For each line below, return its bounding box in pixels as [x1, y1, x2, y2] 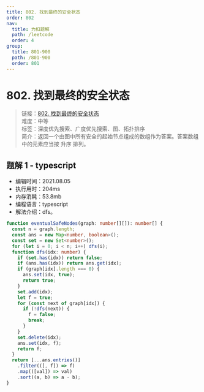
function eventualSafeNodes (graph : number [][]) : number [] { [6, 221, 164, 227]
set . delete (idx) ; [17, 334, 62, 341]
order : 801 [12, 60, 40, 66]
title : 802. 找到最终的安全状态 [6, 9, 81, 15]
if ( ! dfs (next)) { [22, 306, 70, 312]
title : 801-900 [12, 49, 51, 55]
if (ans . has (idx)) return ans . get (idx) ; [17, 260, 122, 266]
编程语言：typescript [15, 200, 69, 208]
